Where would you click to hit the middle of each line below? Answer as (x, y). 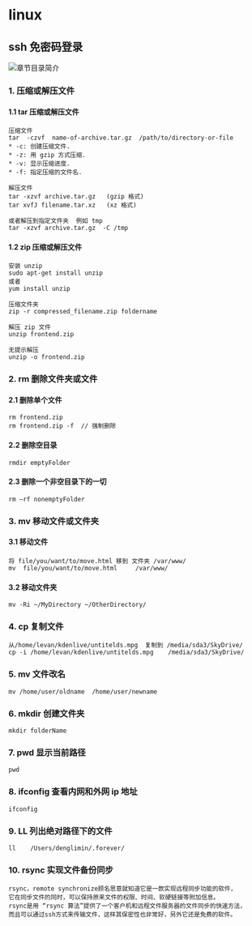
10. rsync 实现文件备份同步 (61, 870)
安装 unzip (26, 266)
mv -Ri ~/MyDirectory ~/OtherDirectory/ (78, 605)
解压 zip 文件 (30, 327)
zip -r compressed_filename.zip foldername (83, 312)
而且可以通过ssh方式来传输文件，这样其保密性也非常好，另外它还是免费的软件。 (122, 915)
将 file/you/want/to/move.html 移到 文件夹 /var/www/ (97, 561)
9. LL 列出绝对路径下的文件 (60, 830)
